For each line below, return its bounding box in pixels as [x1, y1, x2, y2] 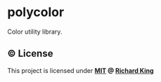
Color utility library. [7, 27, 63, 36]
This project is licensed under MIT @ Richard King [7, 66, 154, 74]
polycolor [7, 4, 65, 20]
